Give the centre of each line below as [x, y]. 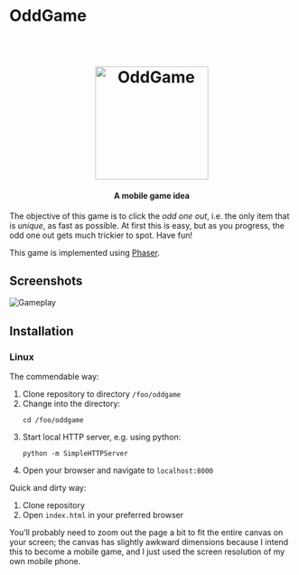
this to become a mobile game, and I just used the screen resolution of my [147, 551]
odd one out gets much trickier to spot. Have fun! [101, 235]
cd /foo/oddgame [53, 420]
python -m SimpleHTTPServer [75, 454]
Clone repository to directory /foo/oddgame [102, 394]
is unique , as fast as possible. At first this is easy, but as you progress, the [147, 225]
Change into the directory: [71, 404]
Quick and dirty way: [48, 488]
